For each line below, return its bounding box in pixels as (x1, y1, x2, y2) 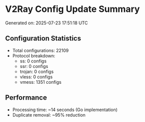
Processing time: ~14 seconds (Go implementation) (12, 107, 118, 113)
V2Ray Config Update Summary (5, 3, 140, 15)
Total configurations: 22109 (12, 47, 69, 53)
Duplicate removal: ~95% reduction (12, 112, 86, 118)
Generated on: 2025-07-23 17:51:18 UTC (5, 20, 88, 26)
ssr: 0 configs (19, 63, 48, 69)
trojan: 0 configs (19, 68, 54, 74)
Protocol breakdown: (12, 53, 56, 59)
